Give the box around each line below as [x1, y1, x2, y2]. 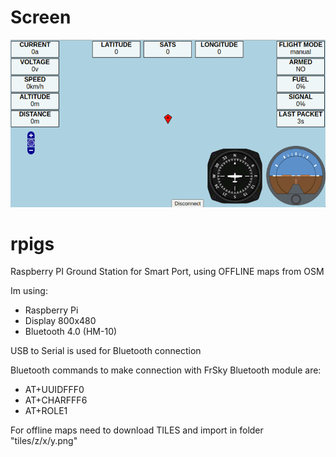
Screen [10, 6, 72, 29]
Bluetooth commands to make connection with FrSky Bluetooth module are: [10, 364, 322, 376]
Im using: [10, 285, 48, 297]
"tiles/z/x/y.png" [10, 435, 78, 447]
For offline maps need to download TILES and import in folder [10, 424, 264, 436]
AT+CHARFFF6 [24, 394, 88, 406]
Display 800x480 [24, 315, 97, 327]
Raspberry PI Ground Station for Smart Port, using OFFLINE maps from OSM [10, 266, 325, 278]
